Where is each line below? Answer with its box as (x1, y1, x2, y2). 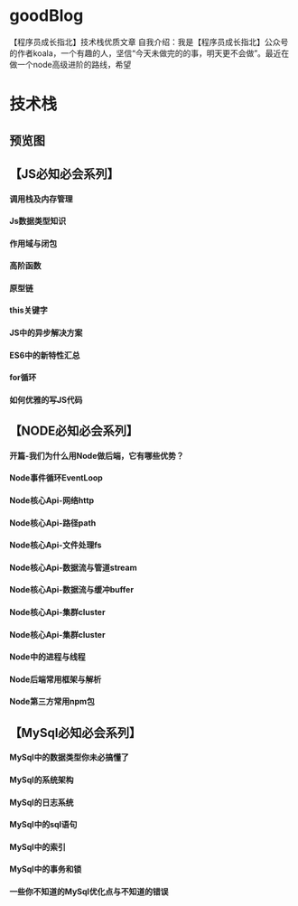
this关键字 (9, 304, 48, 316)
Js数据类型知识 (9, 216, 67, 227)
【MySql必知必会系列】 (9, 724, 142, 741)
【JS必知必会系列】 (9, 166, 120, 182)
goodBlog (9, 5, 84, 26)
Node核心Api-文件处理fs (9, 539, 102, 551)
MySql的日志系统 (9, 797, 74, 808)
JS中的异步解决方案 (9, 327, 83, 339)
